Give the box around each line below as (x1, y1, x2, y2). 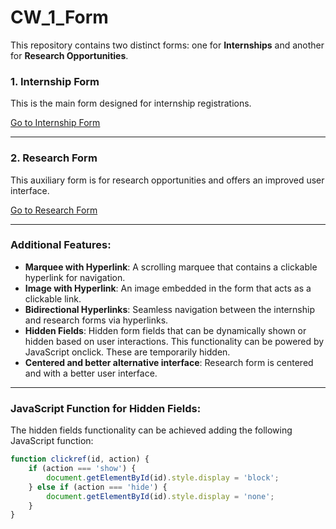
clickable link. (24, 292, 82, 305)
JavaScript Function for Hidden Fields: (10, 401, 202, 415)
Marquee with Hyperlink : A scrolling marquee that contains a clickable (24, 261, 318, 273)
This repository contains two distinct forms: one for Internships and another (10, 39, 325, 51)
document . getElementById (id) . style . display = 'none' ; (46, 491, 275, 501)
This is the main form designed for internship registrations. (10, 97, 252, 110)
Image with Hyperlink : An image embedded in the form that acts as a (24, 282, 312, 294)
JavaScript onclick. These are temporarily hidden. (24, 346, 231, 358)
